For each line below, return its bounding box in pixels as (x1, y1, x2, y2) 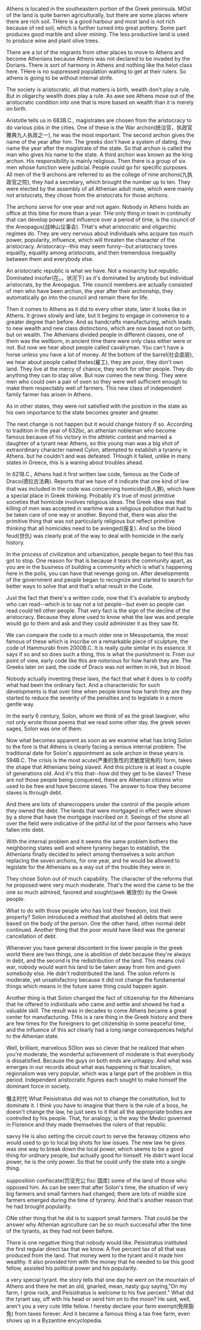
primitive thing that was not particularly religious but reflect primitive (6, 517, 175, 525)
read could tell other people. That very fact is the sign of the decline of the (6, 607, 190, 614)
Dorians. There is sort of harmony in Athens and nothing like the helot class (6, 61, 193, 69)
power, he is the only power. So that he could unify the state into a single (6, 1158, 186, 1165)
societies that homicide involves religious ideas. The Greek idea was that (6, 499, 186, 505)
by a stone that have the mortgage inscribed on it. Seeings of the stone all (6, 813, 189, 820)
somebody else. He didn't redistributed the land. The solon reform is (6, 970, 175, 977)
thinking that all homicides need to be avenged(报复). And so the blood (6, 525, 182, 532)
